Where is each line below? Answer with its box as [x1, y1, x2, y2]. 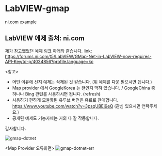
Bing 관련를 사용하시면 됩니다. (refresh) [25, 91, 101, 97]
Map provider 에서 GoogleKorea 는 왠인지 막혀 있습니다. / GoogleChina [12, 85, 150, 91]
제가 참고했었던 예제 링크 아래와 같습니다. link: [5, 48, 92, 54]
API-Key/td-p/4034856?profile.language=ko [5, 59, 94, 64]
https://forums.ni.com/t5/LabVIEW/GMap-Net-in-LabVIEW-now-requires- [5, 53, 152, 59]
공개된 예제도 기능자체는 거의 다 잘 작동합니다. [12, 115, 99, 121]
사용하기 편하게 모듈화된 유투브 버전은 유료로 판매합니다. [12, 97, 119, 103]
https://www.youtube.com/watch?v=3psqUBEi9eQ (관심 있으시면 [12, 103, 141, 109]
